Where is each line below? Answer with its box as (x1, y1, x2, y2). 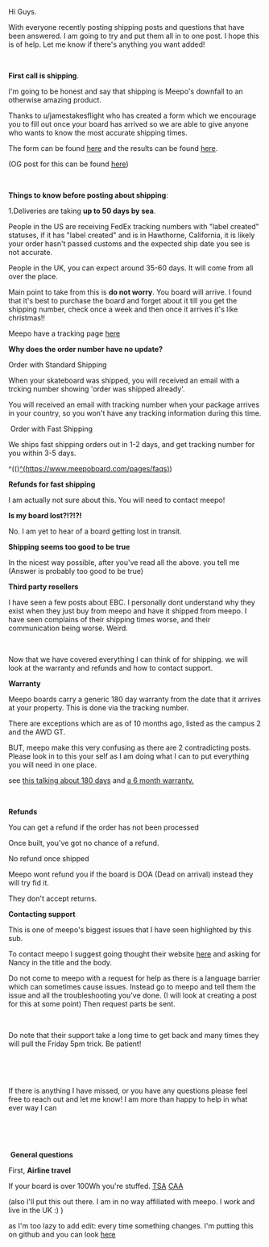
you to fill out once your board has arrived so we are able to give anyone (8, 119, 249, 128)
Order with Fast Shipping (10, 424, 93, 433)
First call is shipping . (8, 71, 79, 80)
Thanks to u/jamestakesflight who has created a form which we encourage (8, 111, 257, 120)
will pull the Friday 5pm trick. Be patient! (8, 1039, 142, 1048)
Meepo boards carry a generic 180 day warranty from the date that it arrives (8, 694, 262, 704)
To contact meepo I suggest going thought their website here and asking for (8, 949, 261, 959)
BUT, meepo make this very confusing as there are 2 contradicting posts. (8, 743, 251, 752)
